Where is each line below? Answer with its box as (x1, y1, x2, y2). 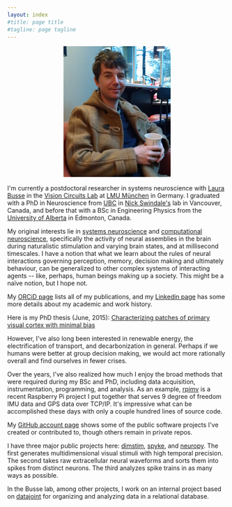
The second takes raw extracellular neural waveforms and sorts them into (7, 457, 219, 465)
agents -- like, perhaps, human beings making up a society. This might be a (7, 272, 224, 280)
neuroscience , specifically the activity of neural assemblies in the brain (7, 234, 211, 243)
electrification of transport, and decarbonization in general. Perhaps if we (7, 342, 218, 350)
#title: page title (7, 18, 64, 26)
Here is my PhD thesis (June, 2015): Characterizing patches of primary (7, 314, 210, 322)
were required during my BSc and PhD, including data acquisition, (7, 377, 196, 386)
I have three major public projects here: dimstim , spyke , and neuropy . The (7, 441, 219, 450)
